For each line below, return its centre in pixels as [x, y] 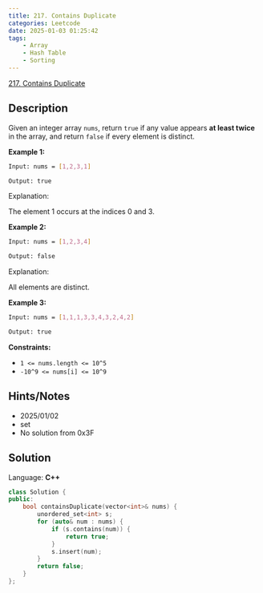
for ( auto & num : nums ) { [81, 522]
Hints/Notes [39, 396]
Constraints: [30, 347]
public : [21, 499]
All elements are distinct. [49, 287]
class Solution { [37, 492]
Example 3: [27, 303]
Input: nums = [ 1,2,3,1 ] [50, 166]
